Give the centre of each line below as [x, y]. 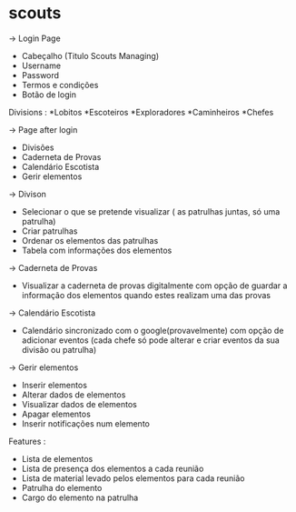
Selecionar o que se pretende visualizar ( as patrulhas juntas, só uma [151, 211]
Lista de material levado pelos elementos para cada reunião [133, 478]
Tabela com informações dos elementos [97, 250]
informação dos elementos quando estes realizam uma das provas [146, 295]
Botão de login [49, 95]
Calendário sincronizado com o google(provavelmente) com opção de [153, 330]
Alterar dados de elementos [74, 395]
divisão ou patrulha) [59, 349]
